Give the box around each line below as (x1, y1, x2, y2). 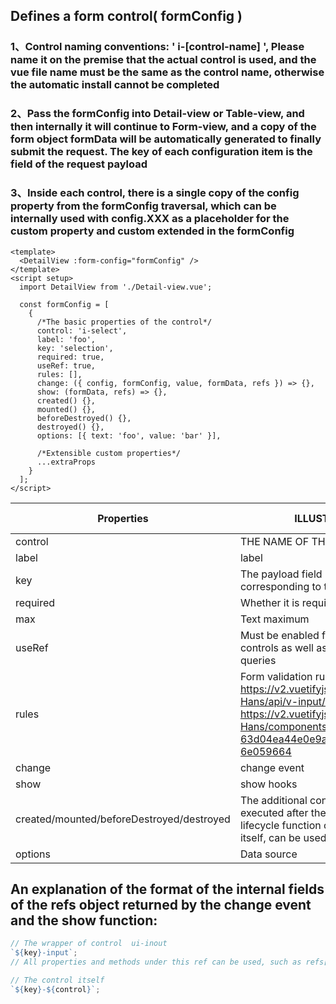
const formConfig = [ (19, 299, 110, 309)
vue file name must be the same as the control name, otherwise (10, 65, 325, 79)
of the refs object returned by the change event (10, 896, 312, 913)
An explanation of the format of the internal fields (10, 880, 325, 898)
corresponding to (239, 579, 322, 593)
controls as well (239, 640, 314, 654)
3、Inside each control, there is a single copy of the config (10, 186, 300, 200)
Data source (239, 847, 298, 861)
